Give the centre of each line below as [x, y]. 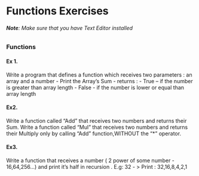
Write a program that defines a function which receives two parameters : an [99, 75]
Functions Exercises [57, 11]
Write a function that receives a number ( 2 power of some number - [91, 160]
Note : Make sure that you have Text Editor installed [70, 28]
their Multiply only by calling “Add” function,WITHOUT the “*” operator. [94, 133]
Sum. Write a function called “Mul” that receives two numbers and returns [97, 127]
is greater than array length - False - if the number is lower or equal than [95, 87]
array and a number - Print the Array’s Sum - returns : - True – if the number [99, 81]
